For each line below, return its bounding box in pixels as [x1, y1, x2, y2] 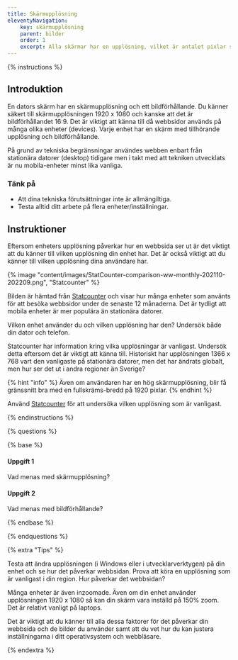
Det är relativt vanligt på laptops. [7, 603, 103, 612]
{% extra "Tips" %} [7, 546, 64, 554]
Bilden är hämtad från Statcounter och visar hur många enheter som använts [7, 291, 231, 300]
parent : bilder [20, 30, 65, 38]
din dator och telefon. [7, 328, 70, 337]
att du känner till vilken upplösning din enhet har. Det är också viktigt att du [7, 249, 226, 257]
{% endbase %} [7, 518, 55, 527]
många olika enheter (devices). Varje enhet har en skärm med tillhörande [7, 125, 220, 133]
